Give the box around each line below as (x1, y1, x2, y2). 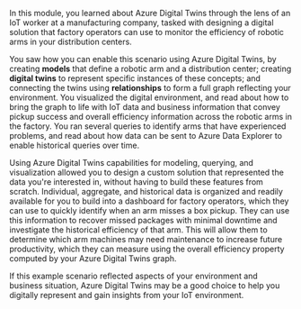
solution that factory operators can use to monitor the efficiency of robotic (9, 27, 285, 37)
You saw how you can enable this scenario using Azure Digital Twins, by (9, 54, 277, 64)
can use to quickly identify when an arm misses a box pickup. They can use (9, 205, 290, 215)
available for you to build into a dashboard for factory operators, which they (9, 195, 289, 206)
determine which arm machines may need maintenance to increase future (9, 234, 283, 244)
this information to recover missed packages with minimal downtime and (9, 215, 278, 225)
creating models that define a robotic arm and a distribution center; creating (9, 63, 292, 74)
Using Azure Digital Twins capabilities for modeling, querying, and (9, 158, 254, 168)
